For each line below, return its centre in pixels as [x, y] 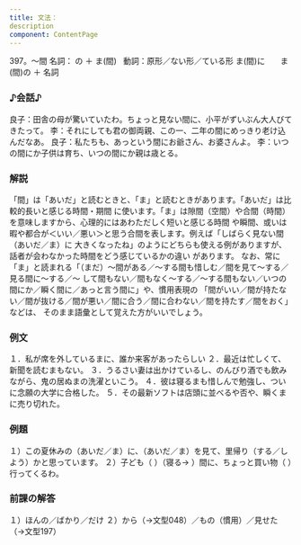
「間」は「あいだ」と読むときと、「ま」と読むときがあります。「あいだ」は [147, 200]
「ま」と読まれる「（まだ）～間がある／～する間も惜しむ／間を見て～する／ [149, 267]
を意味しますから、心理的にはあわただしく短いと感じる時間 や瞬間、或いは [148, 222]
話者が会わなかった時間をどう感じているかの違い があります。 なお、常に [145, 255]
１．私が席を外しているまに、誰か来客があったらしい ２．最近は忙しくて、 [147, 359]
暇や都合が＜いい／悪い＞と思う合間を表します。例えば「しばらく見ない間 [147, 233]
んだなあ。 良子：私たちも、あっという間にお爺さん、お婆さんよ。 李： [142, 141]
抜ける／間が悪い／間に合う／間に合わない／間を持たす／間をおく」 [166, 300]
